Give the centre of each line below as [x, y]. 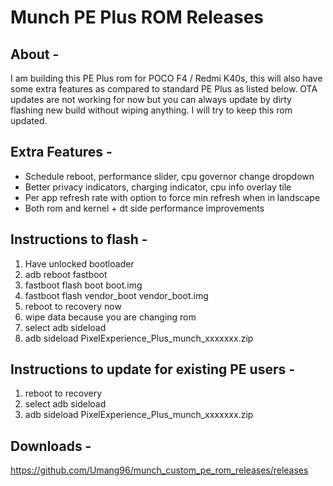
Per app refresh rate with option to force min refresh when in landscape [172, 197]
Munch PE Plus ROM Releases [137, 17]
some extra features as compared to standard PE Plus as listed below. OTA [164, 89]
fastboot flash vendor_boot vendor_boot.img [116, 295]
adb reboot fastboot [66, 274]
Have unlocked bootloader [79, 263]
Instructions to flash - [79, 239]
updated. [29, 120]
